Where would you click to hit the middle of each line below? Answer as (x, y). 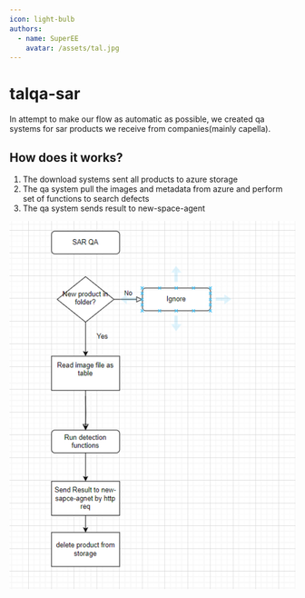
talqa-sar (45, 94)
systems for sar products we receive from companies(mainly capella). (140, 129)
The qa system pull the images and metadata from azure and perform (152, 189)
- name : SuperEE (48, 38)
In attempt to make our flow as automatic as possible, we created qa (137, 119)
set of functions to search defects (86, 199)
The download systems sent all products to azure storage (130, 179)
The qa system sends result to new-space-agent (114, 208)
